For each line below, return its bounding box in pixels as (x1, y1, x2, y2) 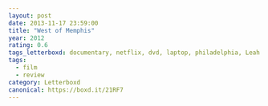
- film (15, 64, 38, 72)
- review (15, 71, 45, 79)
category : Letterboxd (8, 78, 81, 86)
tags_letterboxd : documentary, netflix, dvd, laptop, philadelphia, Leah (8, 49, 261, 57)
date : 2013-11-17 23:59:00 (8, 19, 99, 27)
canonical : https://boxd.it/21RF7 (8, 85, 124, 94)
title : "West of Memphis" (8, 26, 95, 34)
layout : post (8, 11, 52, 20)
